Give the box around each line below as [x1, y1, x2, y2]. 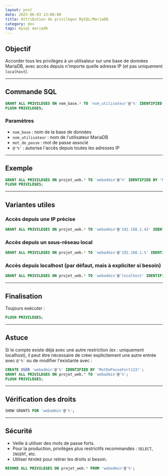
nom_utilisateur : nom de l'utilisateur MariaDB [12, 134, 108, 140]
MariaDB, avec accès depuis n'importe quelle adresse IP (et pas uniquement [5, 63, 163, 69]
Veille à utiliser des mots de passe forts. [12, 440, 95, 446]
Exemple [5, 164, 33, 173]
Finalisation [5, 292, 42, 301]
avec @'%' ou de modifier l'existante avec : [5, 357, 92, 363]
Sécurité [5, 427, 32, 435]
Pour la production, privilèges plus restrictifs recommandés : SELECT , [12, 445, 153, 451]
